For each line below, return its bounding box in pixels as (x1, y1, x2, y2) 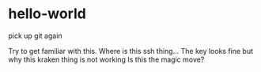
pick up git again (8, 31, 62, 40)
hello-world (8, 5, 87, 23)
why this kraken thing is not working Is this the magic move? (8, 55, 205, 64)
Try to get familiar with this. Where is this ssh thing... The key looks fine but (8, 46, 254, 55)
